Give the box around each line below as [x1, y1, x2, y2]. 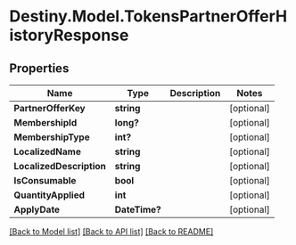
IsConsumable [13, 175, 77, 186]
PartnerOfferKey [13, 102, 86, 114]
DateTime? [114, 203, 162, 216]
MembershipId [13, 117, 78, 128]
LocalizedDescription [13, 160, 107, 172]
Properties [9, 61, 70, 76]
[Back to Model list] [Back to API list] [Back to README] [9, 226, 214, 237]
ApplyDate [13, 203, 61, 216]
